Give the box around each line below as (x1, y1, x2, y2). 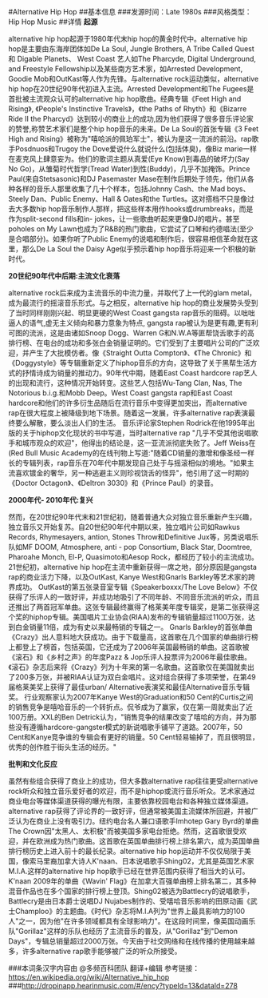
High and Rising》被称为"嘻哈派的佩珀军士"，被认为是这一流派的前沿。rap (8, 134, 253, 143)
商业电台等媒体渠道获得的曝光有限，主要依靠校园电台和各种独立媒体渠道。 (8, 796, 253, 806)
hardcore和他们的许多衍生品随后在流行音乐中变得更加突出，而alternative (8, 399, 247, 407)
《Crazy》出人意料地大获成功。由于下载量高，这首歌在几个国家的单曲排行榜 (8, 632, 258, 642)
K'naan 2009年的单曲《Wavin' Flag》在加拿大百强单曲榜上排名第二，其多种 (8, 876, 257, 886)
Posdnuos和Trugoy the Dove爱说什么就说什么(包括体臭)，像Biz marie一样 (14, 144, 258, 154)
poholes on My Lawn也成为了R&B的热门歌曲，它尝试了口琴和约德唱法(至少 (8, 224, 254, 234)
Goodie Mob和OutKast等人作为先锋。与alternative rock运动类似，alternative (8, 74, 259, 83)
